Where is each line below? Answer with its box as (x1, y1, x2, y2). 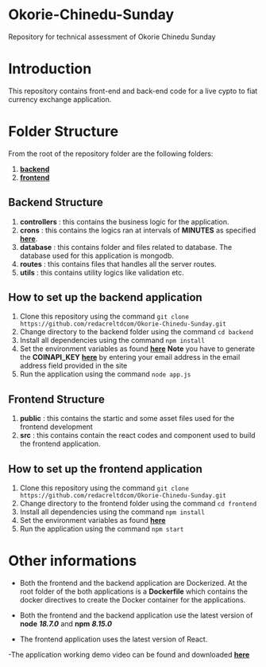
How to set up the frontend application (8, 462, 202, 475)
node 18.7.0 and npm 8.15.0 (19, 619, 113, 628)
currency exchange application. (8, 94, 112, 104)
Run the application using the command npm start (19, 524, 184, 534)
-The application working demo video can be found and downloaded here (8, 650, 250, 659)
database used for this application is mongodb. (19, 251, 175, 260)
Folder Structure (8, 123, 119, 141)
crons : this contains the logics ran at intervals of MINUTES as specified (19, 225, 256, 235)
